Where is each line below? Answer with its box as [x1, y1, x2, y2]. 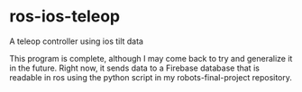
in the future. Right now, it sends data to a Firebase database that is [9, 63, 260, 73]
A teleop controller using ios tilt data [9, 36, 144, 46]
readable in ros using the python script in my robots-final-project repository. [9, 71, 293, 82]
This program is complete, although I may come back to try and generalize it [9, 53, 293, 63]
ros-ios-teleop [9, 6, 120, 27]
